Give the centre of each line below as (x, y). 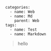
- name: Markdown (28, 34)
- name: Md (21, 16)
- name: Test (23, 30)
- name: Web (22, 12)
